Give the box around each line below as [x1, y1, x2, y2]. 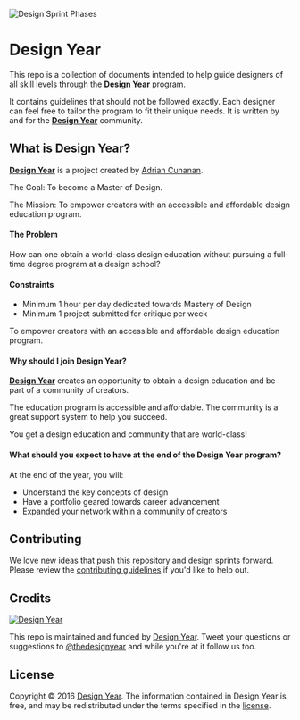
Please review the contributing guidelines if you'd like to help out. [9, 565, 250, 575]
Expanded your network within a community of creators [21, 506, 228, 516]
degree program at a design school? [27, 258, 161, 269]
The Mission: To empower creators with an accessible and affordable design [9, 199, 291, 210]
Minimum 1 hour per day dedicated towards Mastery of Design [21, 299, 252, 310]
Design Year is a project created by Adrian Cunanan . [9, 164, 204, 175]
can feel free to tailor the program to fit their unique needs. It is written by [9, 105, 279, 116]
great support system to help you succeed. [9, 412, 168, 423]
